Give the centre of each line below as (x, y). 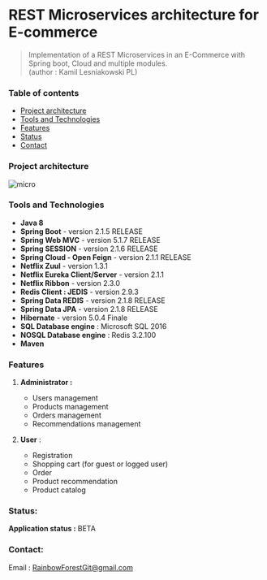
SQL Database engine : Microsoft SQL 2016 (93, 326)
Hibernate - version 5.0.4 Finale (74, 318)
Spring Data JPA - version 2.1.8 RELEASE (89, 309)
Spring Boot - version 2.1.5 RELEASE (82, 231)
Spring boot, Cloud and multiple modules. (98, 63)
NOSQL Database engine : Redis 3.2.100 (88, 335)
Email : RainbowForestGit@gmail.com (71, 567)
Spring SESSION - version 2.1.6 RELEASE (89, 249)
